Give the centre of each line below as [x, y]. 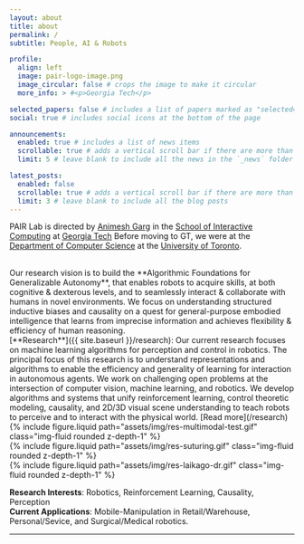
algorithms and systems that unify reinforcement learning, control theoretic [149, 398]
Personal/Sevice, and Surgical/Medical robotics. [99, 521]
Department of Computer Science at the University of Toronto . [126, 246]
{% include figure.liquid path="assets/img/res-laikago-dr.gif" [123, 465]
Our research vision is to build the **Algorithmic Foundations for [130, 273]
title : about [34, 26]
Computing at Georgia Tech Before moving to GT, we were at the [130, 236]
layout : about [36, 18]
